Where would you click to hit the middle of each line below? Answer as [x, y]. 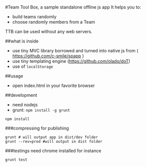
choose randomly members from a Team [54, 22]
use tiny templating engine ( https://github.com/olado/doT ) [71, 61]
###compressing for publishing [37, 128]
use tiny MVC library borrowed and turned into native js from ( [75, 51]
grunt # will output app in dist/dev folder [52, 137]
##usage [14, 76]
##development [21, 95]
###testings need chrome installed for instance [53, 151]
